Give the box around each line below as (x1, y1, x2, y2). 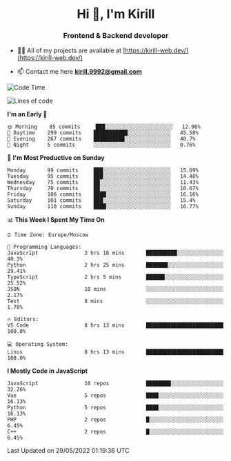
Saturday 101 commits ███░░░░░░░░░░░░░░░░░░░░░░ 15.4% (7, 197, 196, 204)
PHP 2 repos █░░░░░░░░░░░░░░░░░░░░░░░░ (7, 416, 224, 423)
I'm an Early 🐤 (7, 110, 48, 119)
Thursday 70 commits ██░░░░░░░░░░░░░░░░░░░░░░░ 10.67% (7, 185, 199, 192)
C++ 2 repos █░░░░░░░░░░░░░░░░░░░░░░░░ (7, 429, 224, 436)
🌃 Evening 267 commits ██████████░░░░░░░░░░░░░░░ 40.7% (7, 136, 196, 143)
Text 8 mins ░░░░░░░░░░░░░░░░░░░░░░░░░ (7, 298, 224, 305)
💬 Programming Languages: (7, 244, 81, 251)
